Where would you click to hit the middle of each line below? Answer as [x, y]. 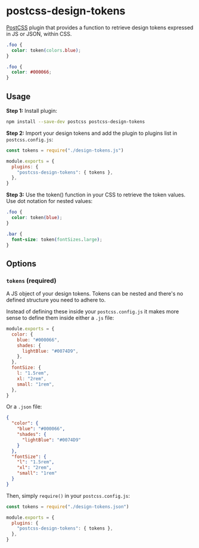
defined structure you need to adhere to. [56, 300]
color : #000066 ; [32, 72]
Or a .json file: [24, 407]
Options [21, 264]
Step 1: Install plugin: [32, 111]
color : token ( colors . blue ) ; [46, 50]
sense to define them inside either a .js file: [60, 318]
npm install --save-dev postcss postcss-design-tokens [76, 122]
